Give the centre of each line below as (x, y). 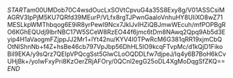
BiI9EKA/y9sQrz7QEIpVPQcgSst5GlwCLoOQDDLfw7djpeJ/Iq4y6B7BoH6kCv (117, 54)
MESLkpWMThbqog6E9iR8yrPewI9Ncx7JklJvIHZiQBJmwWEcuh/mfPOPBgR (116, 25)
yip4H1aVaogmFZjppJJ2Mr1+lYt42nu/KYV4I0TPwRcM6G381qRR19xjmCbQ (115, 39)
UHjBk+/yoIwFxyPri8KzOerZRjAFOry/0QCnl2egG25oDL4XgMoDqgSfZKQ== (116, 61)
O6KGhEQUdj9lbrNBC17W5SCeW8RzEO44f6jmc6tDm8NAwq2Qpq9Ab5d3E (116, 32)
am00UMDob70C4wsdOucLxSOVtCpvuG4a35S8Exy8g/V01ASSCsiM (126, 10)
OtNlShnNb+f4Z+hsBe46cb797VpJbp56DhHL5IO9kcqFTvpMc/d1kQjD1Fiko (115, 47)
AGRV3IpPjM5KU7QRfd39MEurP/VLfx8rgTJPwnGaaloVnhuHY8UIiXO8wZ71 (115, 17)
